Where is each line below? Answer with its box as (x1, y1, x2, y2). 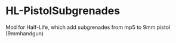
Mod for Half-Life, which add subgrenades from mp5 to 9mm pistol (5, 24, 171, 31)
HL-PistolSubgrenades (5, 4, 121, 18)
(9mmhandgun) (5, 29, 44, 37)
